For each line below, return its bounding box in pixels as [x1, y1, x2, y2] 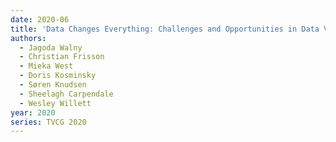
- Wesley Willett [19, 98, 92, 108]
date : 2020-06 [10, 14, 70, 25]
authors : [10, 33, 47, 43]
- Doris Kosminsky [19, 71, 97, 81]
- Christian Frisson [19, 52, 105, 62]
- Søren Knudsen [19, 80, 87, 90]
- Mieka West [19, 61, 74, 71]
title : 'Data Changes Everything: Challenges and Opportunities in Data [10, 24, 320, 34]
